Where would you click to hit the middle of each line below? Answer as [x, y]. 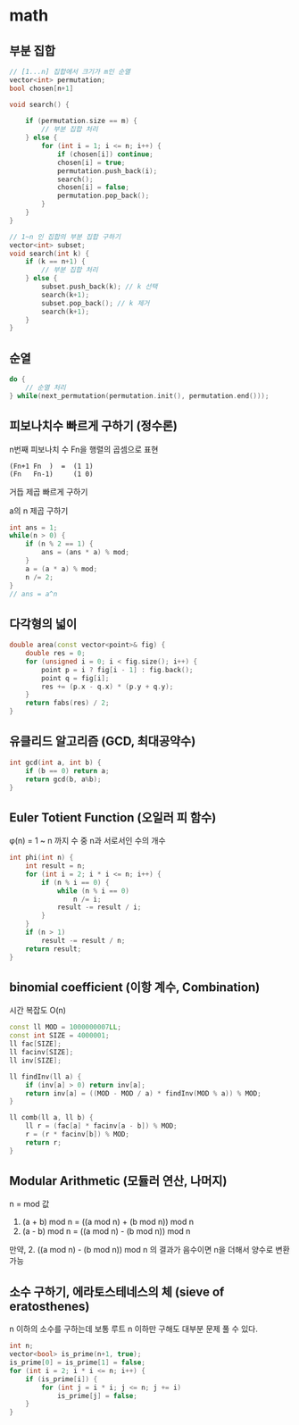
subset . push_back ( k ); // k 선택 [100, 287]
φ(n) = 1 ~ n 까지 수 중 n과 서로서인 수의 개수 [88, 841]
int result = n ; [56, 866]
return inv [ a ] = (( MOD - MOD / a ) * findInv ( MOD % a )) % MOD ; [143, 1093]
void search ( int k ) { [50, 254]
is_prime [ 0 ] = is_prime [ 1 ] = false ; [77, 1362]
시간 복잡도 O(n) [38, 1011]
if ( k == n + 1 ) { [56, 262]
